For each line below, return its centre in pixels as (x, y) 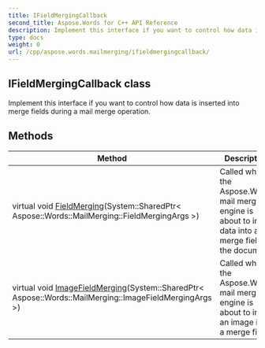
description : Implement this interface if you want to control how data (130, 30)
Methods (31, 136)
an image (237, 322)
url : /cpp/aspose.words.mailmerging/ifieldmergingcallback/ (109, 52)
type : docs (26, 37)
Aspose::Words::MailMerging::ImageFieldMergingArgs (112, 298)
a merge (235, 331)
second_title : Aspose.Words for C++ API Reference (93, 23)
